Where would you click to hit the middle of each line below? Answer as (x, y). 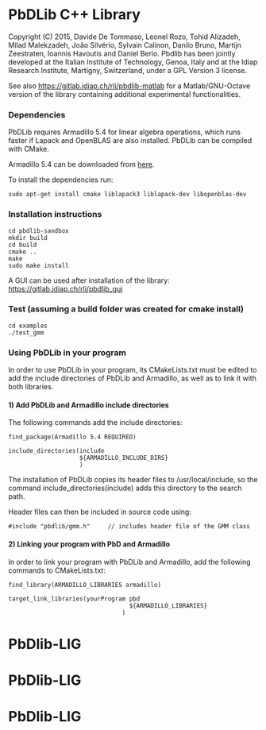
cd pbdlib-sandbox (39, 231)
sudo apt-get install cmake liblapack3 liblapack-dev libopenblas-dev (127, 195)
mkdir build (28, 238)
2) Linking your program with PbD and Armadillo (89, 544)
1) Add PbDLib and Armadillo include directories (89, 405)
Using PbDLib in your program (67, 353)
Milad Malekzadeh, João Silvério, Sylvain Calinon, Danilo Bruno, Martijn (125, 44)
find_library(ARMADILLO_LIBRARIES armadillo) (85, 585)
